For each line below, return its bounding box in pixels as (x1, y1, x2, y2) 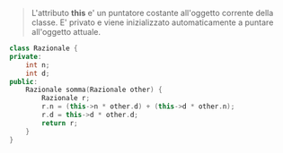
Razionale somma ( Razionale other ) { (25, 85, 164, 95)
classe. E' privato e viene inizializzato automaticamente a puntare (31, 17, 274, 28)
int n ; (25, 60, 50, 70)
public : (9, 77, 39, 86)
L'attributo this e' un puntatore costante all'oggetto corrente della (31, 8, 274, 18)
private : (9, 52, 42, 61)
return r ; (41, 118, 78, 128)
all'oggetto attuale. (31, 27, 102, 37)
